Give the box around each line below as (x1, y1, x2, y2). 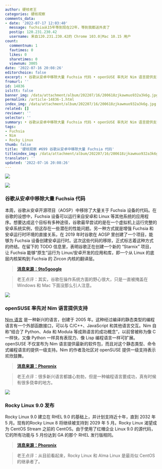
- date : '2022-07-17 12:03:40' (5, 20, 68, 26)
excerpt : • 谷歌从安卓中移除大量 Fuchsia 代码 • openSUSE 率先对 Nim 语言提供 (5, 75, 153, 79)
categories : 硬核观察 (5, 12, 46, 16)
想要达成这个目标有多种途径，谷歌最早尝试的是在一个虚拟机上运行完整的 (13, 219, 157, 225)
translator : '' (5, 156, 36, 160)
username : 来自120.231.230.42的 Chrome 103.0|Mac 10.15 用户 (9, 34, 131, 39)
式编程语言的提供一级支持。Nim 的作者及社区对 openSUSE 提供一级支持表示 (5, 347, 156, 353)
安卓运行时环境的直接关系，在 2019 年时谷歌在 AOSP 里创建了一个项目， (5, 231, 149, 237)
